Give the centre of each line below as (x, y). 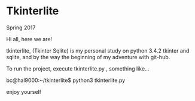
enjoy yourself (24, 91)
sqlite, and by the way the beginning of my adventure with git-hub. (88, 57)
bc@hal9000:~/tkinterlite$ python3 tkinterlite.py (66, 80)
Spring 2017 (21, 27)
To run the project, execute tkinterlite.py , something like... (78, 68)
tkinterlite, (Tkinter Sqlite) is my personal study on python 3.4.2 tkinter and (98, 51)
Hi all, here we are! (29, 39)
